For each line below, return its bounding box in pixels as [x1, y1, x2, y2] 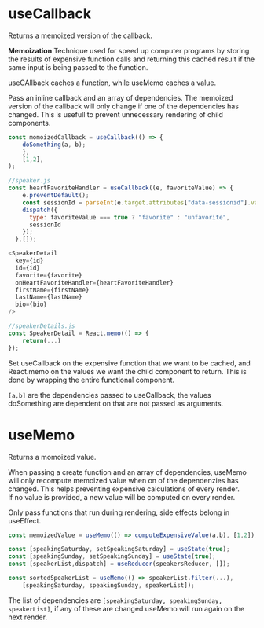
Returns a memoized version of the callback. [8, 31, 153, 40]
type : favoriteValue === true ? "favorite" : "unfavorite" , [28, 213, 230, 221]
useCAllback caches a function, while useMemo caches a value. [8, 78, 217, 87]
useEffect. [8, 516, 42, 525]
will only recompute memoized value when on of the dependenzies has [8, 476, 239, 485]
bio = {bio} [15, 300, 47, 309]
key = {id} [15, 257, 44, 265]
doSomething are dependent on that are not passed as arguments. [8, 398, 224, 408]
